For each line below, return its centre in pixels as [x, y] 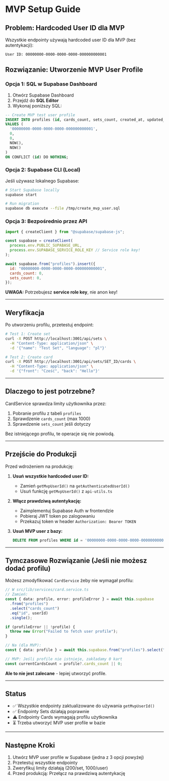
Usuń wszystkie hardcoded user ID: [51, 476]
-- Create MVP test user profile [40, 115]
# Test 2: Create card [29, 357]
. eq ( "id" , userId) [29, 613]
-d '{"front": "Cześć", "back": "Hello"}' [55, 371]
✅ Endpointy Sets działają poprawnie [51, 712]
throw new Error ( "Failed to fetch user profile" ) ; [64, 632]
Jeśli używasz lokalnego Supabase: [42, 181]
